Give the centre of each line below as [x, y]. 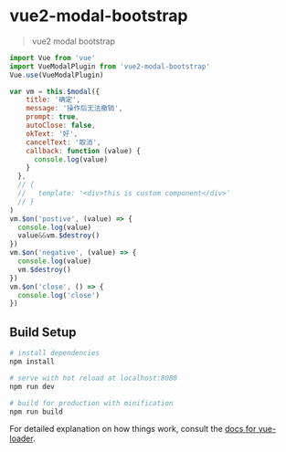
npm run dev [32, 386]
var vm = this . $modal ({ [55, 91]
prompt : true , [53, 117]
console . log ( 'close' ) [59, 295]
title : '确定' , [53, 100]
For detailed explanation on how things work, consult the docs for [133, 429]
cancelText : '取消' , [64, 142]
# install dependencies [55, 353]
